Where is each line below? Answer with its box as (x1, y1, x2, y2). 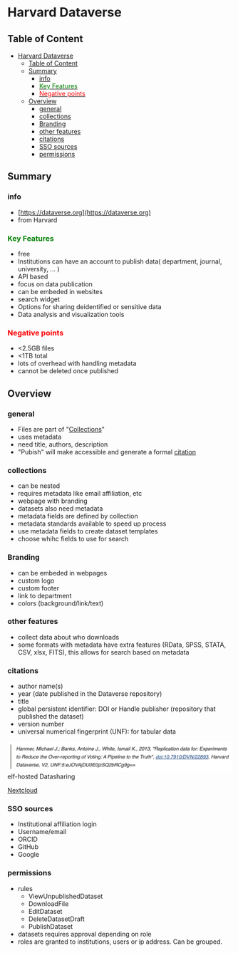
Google (17, 850, 40, 859)
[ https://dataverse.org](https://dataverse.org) (17, 208, 152, 217)
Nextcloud (7, 786, 38, 795)
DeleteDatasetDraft (28, 915, 86, 923)
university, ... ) (17, 264, 60, 273)
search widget (17, 295, 61, 303)
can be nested (17, 481, 61, 490)
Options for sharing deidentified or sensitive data (17, 302, 162, 311)
